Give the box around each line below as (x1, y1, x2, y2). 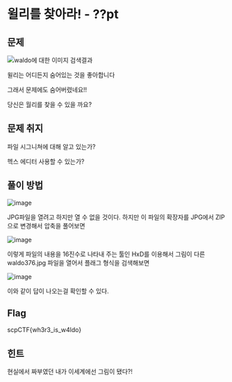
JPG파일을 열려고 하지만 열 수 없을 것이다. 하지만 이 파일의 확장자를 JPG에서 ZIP (7, 213, 226, 221)
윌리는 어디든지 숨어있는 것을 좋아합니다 (7, 71, 115, 79)
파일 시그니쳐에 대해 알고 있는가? (7, 142, 96, 150)
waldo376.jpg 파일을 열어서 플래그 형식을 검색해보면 (7, 258, 150, 266)
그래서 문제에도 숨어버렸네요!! (7, 86, 88, 94)
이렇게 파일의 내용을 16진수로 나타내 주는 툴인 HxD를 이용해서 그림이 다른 (7, 250, 206, 258)
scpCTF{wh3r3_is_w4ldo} (7, 326, 82, 334)
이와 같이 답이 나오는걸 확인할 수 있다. (7, 287, 109, 295)
